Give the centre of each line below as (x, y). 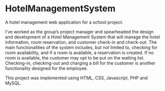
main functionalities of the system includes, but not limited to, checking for (81, 47)
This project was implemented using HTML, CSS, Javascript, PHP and (76, 78)
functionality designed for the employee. (47, 68)
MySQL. (13, 83)
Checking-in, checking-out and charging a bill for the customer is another (80, 63)
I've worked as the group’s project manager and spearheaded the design (79, 31)
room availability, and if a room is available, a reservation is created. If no (80, 53)
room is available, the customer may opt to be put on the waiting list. (75, 58)
